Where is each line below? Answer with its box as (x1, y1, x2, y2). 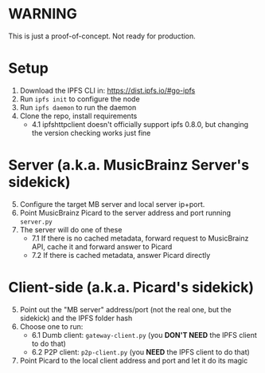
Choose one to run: (19, 321, 84, 331)
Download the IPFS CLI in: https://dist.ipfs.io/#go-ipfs (19, 85, 196, 95)
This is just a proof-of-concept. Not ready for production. (8, 31, 197, 41)
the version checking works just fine (31, 128, 151, 137)
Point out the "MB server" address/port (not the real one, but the (19, 304, 232, 314)
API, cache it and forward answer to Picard (31, 241, 173, 252)
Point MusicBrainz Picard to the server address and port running (19, 208, 232, 217)
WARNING (8, 5, 77, 23)
